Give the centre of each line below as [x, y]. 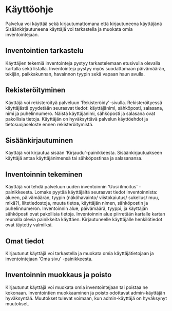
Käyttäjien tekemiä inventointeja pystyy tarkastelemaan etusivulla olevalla [83, 63]
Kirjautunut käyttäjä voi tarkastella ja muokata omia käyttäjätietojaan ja [80, 253]
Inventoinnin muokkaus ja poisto [59, 275]
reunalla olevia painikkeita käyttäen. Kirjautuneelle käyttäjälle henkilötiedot [84, 220]
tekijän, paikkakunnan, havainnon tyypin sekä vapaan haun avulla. [75, 74]
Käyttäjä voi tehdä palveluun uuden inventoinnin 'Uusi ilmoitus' [72, 187]
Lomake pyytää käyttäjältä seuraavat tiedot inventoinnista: [96, 192]
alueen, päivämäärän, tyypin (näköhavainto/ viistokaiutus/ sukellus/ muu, [82, 198]
